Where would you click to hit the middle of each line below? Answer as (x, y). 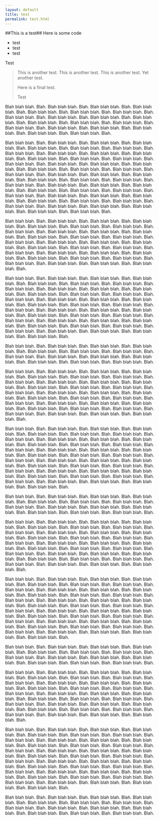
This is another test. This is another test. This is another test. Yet (83, 73)
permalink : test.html (27, 19)
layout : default (22, 10)
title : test (17, 14)
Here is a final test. (36, 88)
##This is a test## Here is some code (43, 33)
